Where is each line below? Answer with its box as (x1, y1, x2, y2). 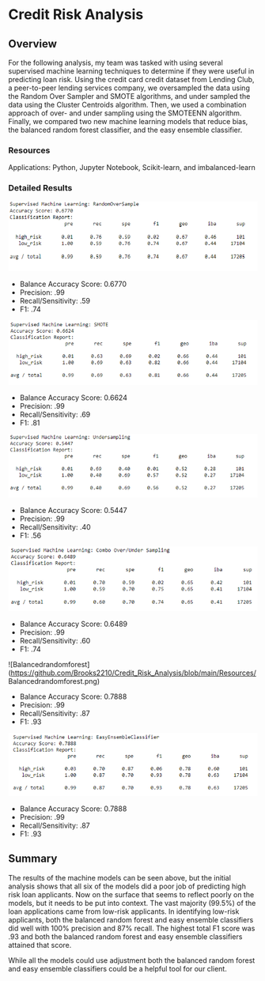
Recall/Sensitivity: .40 (19, 522, 91, 531)
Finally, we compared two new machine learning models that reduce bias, (8, 117, 248, 126)
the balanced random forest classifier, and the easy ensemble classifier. (8, 125, 243, 134)
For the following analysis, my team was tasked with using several (8, 58, 223, 67)
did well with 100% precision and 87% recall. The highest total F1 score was (8, 923, 256, 933)
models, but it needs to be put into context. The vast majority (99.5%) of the (8, 898, 256, 907)
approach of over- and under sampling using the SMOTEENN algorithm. (8, 108, 242, 118)
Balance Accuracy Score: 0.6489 (19, 619, 128, 628)
